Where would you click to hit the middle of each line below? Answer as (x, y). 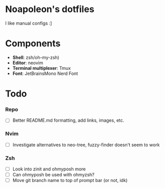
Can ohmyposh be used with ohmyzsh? (53, 175)
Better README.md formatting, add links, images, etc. (68, 120)
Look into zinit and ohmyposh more (49, 169)
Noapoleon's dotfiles (50, 9)
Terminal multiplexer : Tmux (42, 68)
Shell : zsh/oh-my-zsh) (36, 57)
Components (33, 43)
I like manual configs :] (29, 23)
